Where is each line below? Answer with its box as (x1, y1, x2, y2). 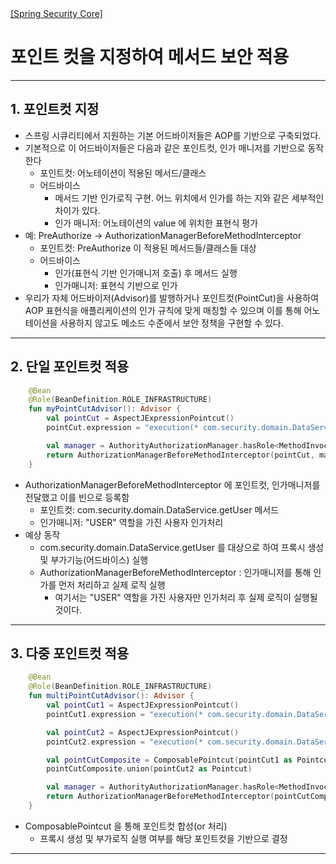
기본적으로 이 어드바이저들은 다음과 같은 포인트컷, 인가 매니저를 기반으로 (24, 142, 306, 154)
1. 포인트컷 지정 (10, 101, 100, 118)
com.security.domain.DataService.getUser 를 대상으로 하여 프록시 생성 (39, 541, 325, 553)
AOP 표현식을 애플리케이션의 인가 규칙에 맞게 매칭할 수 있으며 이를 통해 (24, 304, 302, 316)
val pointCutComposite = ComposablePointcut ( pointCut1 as (46, 755, 293, 765)
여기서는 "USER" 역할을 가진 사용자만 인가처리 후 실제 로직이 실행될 (54, 591, 318, 603)
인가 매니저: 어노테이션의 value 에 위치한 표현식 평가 (54, 217, 259, 229)
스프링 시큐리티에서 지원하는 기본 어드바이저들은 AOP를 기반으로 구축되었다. (24, 129, 322, 141)
